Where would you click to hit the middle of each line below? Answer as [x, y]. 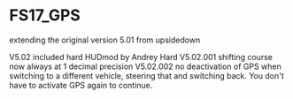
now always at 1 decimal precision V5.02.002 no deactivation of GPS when [145, 66]
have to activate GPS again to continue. [81, 85]
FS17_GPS [45, 15]
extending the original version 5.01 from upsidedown [105, 40]
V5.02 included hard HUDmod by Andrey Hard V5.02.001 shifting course [141, 57]
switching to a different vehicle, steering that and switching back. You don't [147, 75]
